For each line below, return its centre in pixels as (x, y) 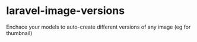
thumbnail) (19, 33)
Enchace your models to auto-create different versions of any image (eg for (99, 27)
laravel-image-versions (66, 11)
